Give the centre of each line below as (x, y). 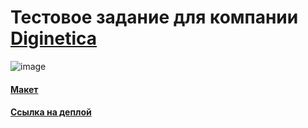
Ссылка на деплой (51, 112)
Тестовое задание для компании (154, 17)
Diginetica (54, 38)
